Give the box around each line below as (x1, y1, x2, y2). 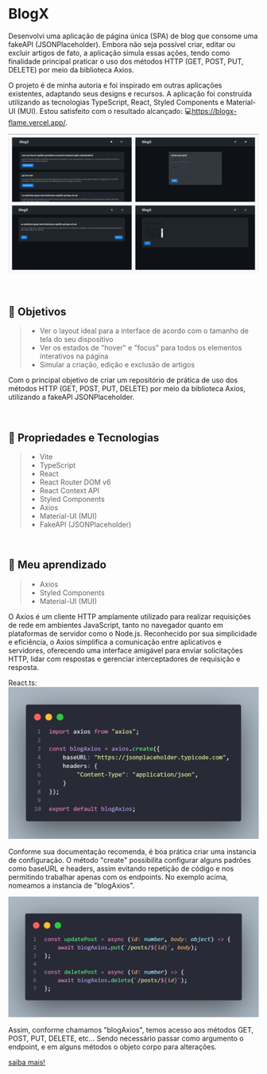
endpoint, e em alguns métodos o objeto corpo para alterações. (8, 1042, 217, 1052)
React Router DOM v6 (39, 477, 111, 487)
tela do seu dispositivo (39, 335, 114, 344)
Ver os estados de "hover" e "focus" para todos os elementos (39, 343, 242, 353)
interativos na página (39, 351, 109, 361)
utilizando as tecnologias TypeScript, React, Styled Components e (8, 97, 225, 107)
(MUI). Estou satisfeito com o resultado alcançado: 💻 (17, 106, 192, 116)
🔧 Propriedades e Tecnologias (8, 431, 160, 445)
